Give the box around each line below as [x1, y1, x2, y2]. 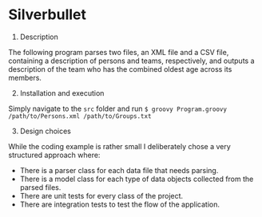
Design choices [19, 126, 72, 136]
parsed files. [19, 182, 62, 192]
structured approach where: [8, 150, 101, 160]
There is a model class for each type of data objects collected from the [19, 174, 254, 183]
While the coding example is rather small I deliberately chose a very [8, 141, 232, 151]
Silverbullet [8, 6, 86, 24]
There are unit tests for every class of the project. [19, 191, 184, 200]
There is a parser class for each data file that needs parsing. [19, 165, 219, 175]
